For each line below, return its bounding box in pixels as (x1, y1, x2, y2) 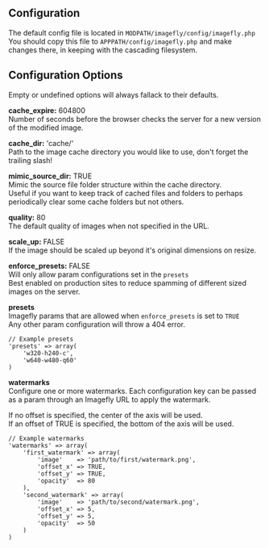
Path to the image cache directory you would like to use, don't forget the (8, 147, 249, 157)
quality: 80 (8, 212, 46, 222)
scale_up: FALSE (8, 236, 65, 246)
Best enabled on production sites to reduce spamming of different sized (8, 278, 247, 287)
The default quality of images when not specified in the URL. (8, 221, 209, 231)
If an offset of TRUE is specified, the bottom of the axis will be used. (8, 419, 234, 429)
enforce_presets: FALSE (8, 261, 91, 270)
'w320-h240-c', (23, 349, 74, 358)
